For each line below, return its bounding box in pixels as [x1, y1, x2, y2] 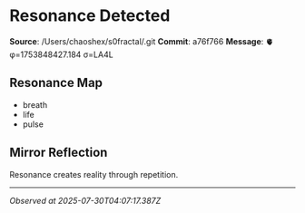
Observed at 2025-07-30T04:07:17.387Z [9, 195, 162, 206]
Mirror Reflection [9, 145, 108, 160]
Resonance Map [9, 75, 103, 91]
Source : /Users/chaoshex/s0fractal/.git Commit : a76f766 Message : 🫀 [9, 35, 274, 46]
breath [22, 99, 48, 110]
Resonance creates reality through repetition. [9, 169, 179, 179]
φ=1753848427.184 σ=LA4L [9, 49, 113, 60]
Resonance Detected [9, 5, 171, 26]
